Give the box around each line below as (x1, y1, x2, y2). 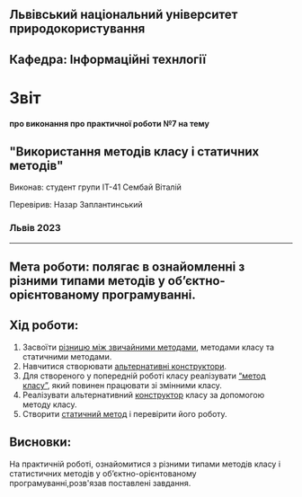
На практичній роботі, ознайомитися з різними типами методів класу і (9, 458, 281, 469)
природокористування (9, 22, 146, 37)
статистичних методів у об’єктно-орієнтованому (9, 467, 197, 479)
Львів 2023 (9, 222, 61, 235)
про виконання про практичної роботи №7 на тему (9, 118, 209, 129)
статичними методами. (22, 351, 112, 362)
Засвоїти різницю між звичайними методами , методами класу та (22, 342, 275, 352)
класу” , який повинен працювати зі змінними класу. (22, 379, 223, 390)
